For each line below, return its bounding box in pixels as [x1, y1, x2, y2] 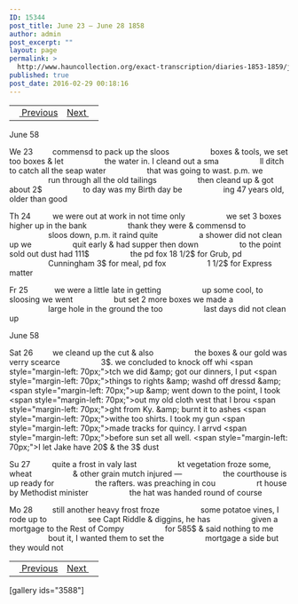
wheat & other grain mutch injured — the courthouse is [9, 468, 287, 479]
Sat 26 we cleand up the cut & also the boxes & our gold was [9, 347, 287, 358]
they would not [9, 542, 64, 552]
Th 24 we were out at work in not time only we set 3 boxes [9, 211, 282, 221]
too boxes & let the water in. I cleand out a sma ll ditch [9, 155, 285, 166]
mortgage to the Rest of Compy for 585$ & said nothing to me [9, 523, 274, 534]
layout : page [9, 46, 58, 55]
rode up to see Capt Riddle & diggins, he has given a [9, 513, 278, 524]
